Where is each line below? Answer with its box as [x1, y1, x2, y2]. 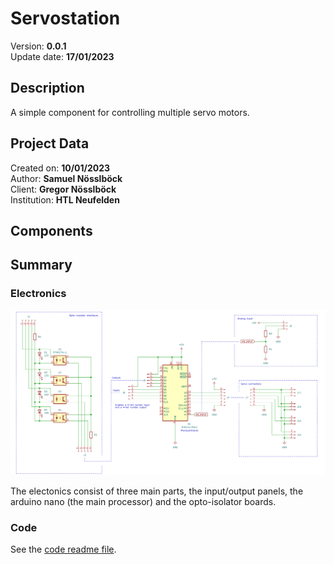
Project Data [10, 135, 90, 152]
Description [10, 80, 85, 97]
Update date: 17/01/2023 [10, 50, 115, 62]
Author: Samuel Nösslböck [10, 172, 123, 184]
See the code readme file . [10, 543, 117, 556]
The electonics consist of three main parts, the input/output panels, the [10, 485, 304, 497]
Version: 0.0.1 [10, 40, 67, 52]
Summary [10, 257, 73, 274]
